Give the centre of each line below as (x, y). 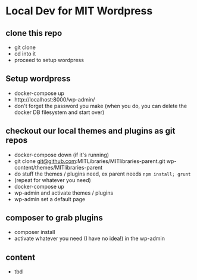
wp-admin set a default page (50, 199)
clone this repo (34, 33)
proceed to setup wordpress (49, 60)
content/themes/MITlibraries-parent (58, 167)
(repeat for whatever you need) (53, 180)
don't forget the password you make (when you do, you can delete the (101, 106)
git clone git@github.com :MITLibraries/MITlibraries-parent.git (90, 161)
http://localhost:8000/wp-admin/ (54, 99)
